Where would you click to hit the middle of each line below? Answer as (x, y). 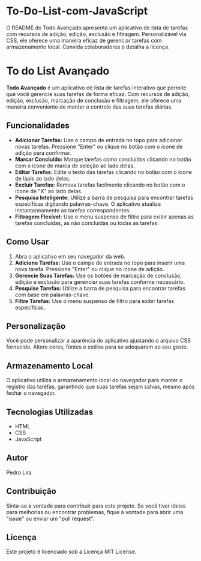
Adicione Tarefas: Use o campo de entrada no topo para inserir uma (100, 263)
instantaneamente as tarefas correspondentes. (73, 210)
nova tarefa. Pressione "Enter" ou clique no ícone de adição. (89, 269)
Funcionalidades (38, 126)
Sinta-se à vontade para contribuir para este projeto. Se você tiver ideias (96, 506)
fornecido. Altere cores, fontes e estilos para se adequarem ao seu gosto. (97, 347)
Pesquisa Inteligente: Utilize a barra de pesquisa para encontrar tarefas (104, 197)
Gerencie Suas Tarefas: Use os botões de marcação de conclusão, (98, 275)
